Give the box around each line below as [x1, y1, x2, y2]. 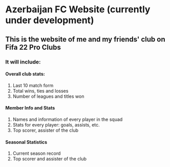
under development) [5, 14, 94, 26]
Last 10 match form [12, 82, 54, 88]
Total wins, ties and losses [12, 88, 69, 94]
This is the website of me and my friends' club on [5, 35, 165, 44]
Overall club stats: [5, 71, 45, 77]
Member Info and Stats [5, 105, 55, 111]
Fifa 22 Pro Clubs [5, 43, 61, 52]
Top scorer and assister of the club [12, 156, 87, 162]
